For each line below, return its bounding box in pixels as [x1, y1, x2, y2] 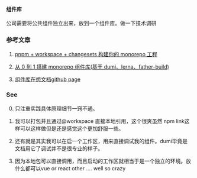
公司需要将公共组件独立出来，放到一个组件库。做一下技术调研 [6, 20, 157, 27]
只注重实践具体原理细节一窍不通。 [14, 105, 98, 112]
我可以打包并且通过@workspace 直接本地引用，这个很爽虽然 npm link [14, 117, 185, 124]
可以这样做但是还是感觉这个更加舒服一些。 [20, 125, 124, 132]
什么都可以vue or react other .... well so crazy [14, 164, 126, 171]
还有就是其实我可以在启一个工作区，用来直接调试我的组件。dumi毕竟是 [14, 137, 188, 144]
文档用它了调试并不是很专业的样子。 [14, 145, 104, 152]
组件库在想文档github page [14, 76, 81, 83]
